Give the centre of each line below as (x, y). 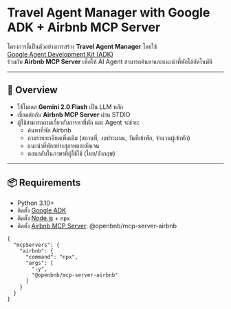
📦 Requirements (44, 183)
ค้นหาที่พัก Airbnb (49, 130)
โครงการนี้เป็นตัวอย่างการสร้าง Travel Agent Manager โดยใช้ (82, 46)
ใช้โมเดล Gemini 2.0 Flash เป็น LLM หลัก (70, 107)
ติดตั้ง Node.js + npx (43, 218)
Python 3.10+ (36, 203)
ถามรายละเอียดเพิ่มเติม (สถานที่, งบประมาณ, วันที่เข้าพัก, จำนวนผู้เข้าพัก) (109, 138)
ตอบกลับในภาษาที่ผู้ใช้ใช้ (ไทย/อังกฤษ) (71, 153)
